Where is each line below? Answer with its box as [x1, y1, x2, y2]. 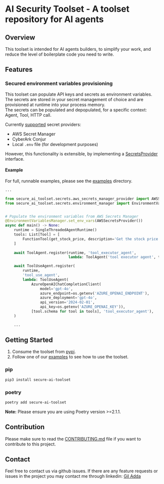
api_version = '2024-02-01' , [40, 300, 95, 305]
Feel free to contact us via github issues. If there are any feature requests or [5, 468, 158, 474]
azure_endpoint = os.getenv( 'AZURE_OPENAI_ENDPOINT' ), [40, 291, 150, 296]
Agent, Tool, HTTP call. [5, 112, 52, 118]
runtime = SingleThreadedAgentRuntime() [14, 228, 97, 232]
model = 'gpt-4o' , [40, 286, 73, 291]
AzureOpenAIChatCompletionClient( [31, 282, 102, 287]
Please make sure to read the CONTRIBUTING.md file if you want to [5, 436, 142, 442]
